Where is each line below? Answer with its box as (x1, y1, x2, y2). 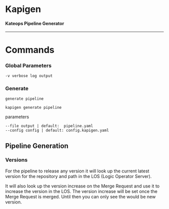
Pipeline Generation (5, 141, 69, 150)
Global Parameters (5, 62, 52, 69)
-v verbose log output (5, 73, 53, 78)
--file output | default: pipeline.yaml (5, 124, 94, 129)
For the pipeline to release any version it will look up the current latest (5, 168, 149, 174)
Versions (5, 156, 28, 163)
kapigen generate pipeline (5, 105, 62, 110)
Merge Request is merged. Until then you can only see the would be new (5, 193, 156, 199)
